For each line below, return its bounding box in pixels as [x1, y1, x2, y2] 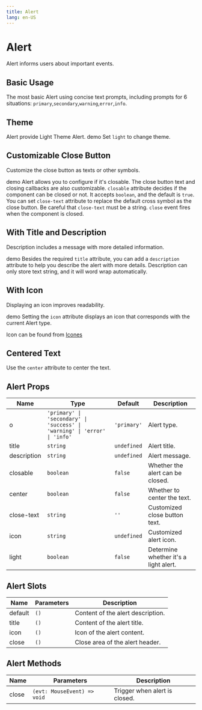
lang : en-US [6, 14, 36, 20]
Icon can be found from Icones [6, 331, 83, 338]
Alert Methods [6, 658, 62, 669]
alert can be [148, 469, 182, 478]
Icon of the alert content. [75, 628, 144, 637]
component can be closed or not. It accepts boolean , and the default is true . [6, 190, 195, 198]
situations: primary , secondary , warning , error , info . [6, 100, 127, 107]
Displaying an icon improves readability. [6, 301, 105, 308]
